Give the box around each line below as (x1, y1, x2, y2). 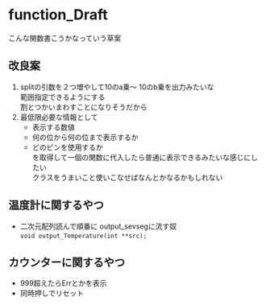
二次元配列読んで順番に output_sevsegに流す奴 (19, 221, 177, 231)
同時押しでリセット (19, 288, 85, 299)
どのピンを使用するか (31, 142, 103, 152)
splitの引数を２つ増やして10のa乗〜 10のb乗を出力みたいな (19, 82, 215, 92)
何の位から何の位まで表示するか (31, 132, 139, 142)
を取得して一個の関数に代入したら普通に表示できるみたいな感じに (31, 152, 251, 162)
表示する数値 (31, 122, 75, 132)
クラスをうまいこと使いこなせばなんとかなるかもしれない (31, 172, 223, 182)
